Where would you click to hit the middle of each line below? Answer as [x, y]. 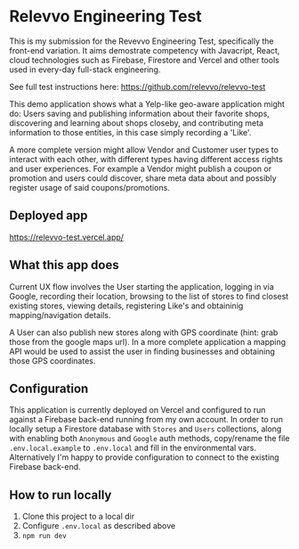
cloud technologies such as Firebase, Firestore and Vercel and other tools [145, 60]
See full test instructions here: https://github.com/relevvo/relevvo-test [137, 86]
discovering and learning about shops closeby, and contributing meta [137, 123]
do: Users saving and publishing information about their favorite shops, [139, 113]
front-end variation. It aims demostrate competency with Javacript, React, [145, 50]
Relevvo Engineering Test [105, 16]
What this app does [64, 265]
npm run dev [44, 537]
